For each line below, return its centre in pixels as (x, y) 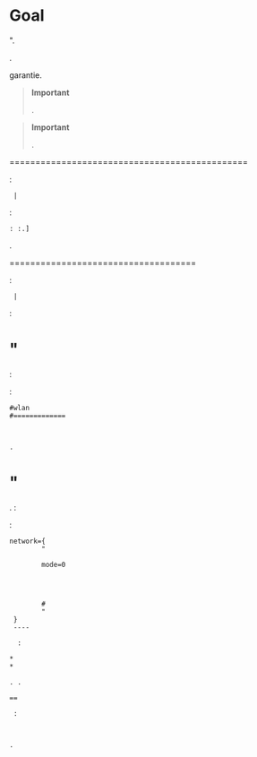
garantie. (26, 75)
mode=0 (54, 564)
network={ (28, 541)
